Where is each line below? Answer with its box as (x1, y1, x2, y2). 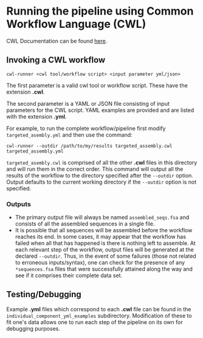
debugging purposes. (6, 325, 61, 332)
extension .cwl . (6, 88, 45, 95)
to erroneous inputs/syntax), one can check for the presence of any (15, 259, 185, 266)
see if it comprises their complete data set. (15, 272, 123, 279)
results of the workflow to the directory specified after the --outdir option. (6, 171, 193, 179)
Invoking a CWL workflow (6, 55, 106, 65)
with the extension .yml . (6, 112, 67, 120)
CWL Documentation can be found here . (6, 37, 108, 44)
